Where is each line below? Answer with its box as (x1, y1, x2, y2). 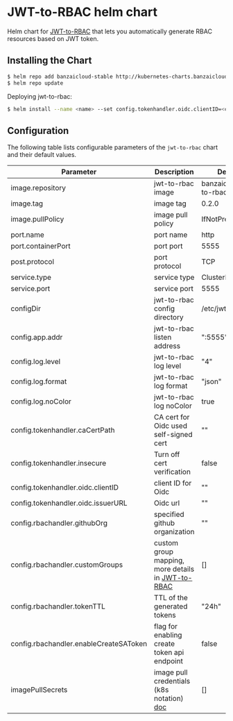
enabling (153, 630, 182, 640)
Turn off (153, 449, 180, 459)
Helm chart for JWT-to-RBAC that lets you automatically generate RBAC (7, 27, 213, 35)
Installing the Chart (7, 55, 92, 67)
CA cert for (153, 413, 190, 422)
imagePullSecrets (10, 685, 68, 695)
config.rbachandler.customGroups (10, 560, 123, 570)
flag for (153, 622, 178, 631)
